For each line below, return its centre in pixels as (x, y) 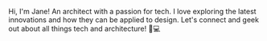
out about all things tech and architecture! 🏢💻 (84, 28)
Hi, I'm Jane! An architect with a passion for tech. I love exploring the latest (132, 11)
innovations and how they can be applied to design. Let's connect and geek (134, 20)
